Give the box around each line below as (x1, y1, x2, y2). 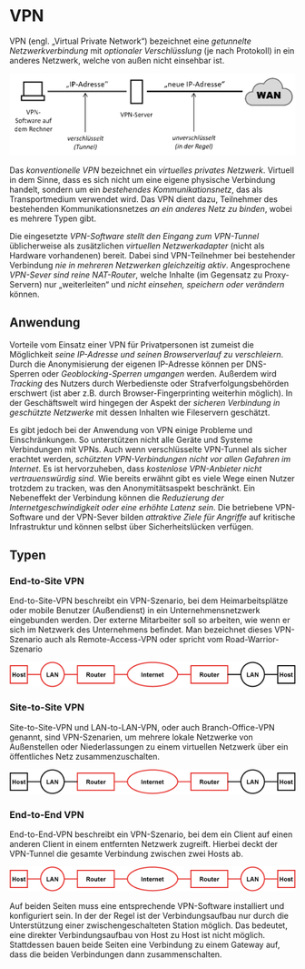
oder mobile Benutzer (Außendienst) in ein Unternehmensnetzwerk (9, 605, 261, 616)
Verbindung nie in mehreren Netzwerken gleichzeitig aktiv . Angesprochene (9, 259, 290, 270)
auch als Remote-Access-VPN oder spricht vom (44, 634, 224, 645)
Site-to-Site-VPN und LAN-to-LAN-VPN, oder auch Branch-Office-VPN (9, 722, 275, 732)
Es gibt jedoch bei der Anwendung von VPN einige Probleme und (9, 424, 252, 435)
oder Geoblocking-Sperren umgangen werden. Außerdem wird (41, 368, 277, 379)
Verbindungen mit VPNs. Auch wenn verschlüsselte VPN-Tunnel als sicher (9, 443, 288, 455)
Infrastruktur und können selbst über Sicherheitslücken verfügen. (9, 520, 254, 532)
